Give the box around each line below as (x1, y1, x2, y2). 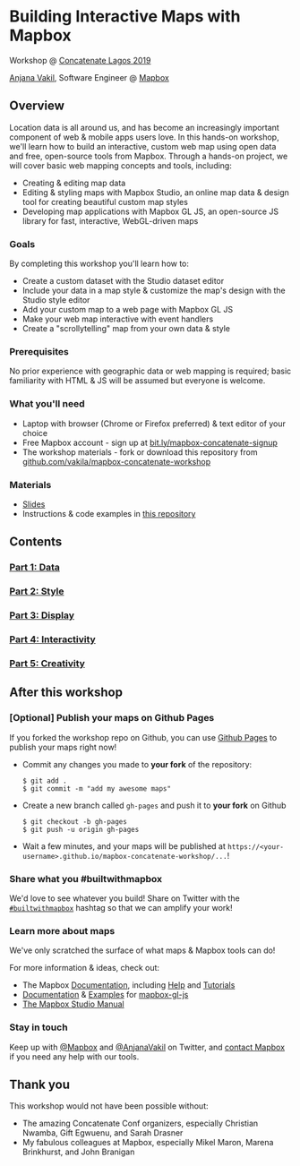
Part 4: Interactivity (9, 633, 96, 646)
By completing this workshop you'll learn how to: (9, 258, 190, 270)
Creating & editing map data (21, 177, 126, 188)
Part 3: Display (9, 609, 74, 622)
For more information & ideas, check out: (9, 963, 159, 973)
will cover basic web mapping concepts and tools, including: (9, 159, 233, 171)
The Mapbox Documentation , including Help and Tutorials (21, 980, 236, 990)
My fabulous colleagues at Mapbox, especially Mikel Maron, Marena (21, 1137, 274, 1148)
